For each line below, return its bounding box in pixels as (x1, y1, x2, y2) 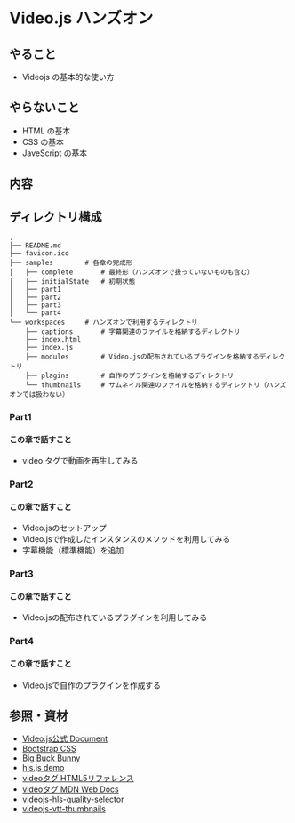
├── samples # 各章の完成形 (9, 259, 133, 268)
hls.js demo (21, 762, 65, 773)
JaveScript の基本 (21, 148, 88, 158)
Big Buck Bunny (21, 753, 81, 763)
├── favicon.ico (9, 249, 69, 258)
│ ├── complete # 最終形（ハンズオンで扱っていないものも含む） (9, 268, 254, 277)
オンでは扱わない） (9, 391, 69, 399)
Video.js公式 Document (21, 733, 108, 744)
